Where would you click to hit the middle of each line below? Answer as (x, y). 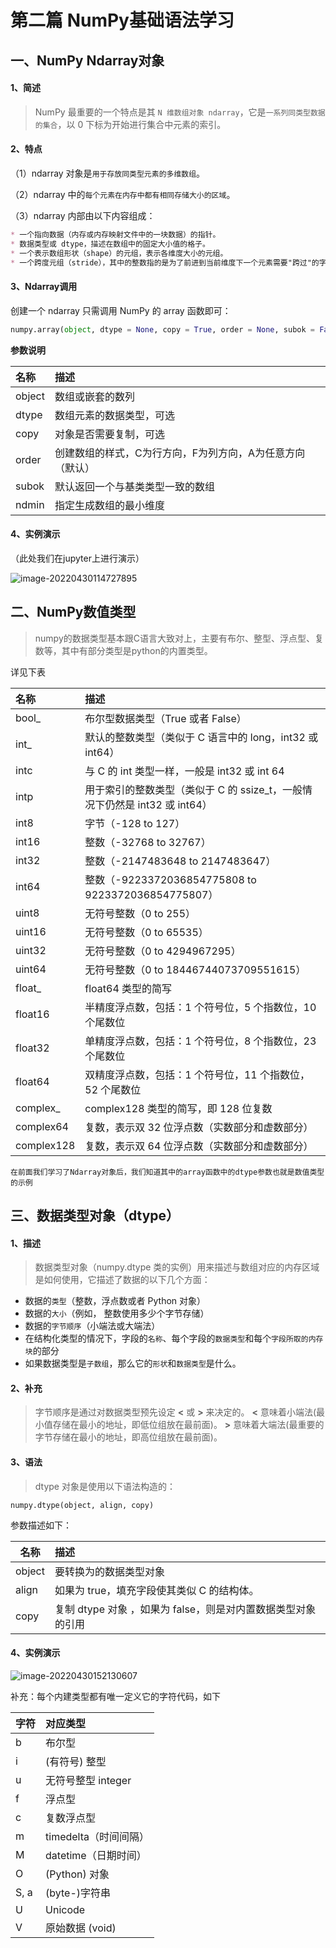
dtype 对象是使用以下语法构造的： (105, 1486)
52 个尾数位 (113, 1089)
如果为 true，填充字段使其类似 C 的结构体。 (157, 1590)
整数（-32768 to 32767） (148, 842)
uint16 (31, 931)
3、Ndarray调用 (44, 287)
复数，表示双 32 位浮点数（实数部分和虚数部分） (199, 1127)
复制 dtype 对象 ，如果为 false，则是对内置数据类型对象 (185, 1609)
